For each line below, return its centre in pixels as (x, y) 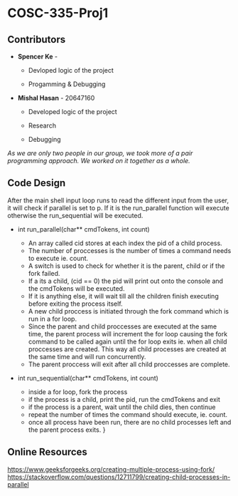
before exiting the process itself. (75, 304)
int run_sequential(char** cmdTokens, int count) (88, 378)
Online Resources (47, 452)
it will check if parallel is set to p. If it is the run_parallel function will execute (118, 207)
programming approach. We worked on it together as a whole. (99, 161)
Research (42, 125)
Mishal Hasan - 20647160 (56, 98)
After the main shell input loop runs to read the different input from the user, (118, 200)
